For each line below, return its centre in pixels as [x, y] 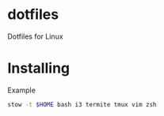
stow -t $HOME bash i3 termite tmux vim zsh [82, 104]
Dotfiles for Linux [36, 36]
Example [22, 90]
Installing [39, 68]
